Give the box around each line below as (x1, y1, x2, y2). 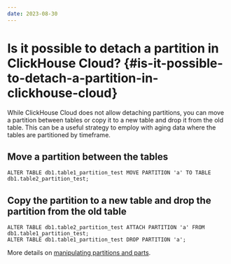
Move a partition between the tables (7, 151, 169, 162)
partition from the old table (7, 205, 127, 217)
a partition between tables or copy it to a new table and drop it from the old (7, 116, 224, 124)
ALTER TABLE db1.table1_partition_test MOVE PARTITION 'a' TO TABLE (7, 169, 211, 176)
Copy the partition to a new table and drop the (7, 194, 211, 207)
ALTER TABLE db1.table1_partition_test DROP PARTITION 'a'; (7, 236, 187, 244)
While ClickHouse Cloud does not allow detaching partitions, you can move (7, 108, 225, 116)
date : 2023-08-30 (7, 10, 58, 18)
